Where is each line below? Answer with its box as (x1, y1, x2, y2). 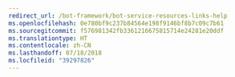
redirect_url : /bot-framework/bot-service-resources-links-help (8, 11, 228, 20)
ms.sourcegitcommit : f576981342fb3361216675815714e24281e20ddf (8, 26, 225, 34)
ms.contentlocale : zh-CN (8, 42, 91, 50)
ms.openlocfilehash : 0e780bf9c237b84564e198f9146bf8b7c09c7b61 (8, 19, 225, 27)
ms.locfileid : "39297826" (8, 57, 95, 65)
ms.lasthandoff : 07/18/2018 (8, 49, 103, 57)
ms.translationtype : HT (8, 34, 88, 43)
